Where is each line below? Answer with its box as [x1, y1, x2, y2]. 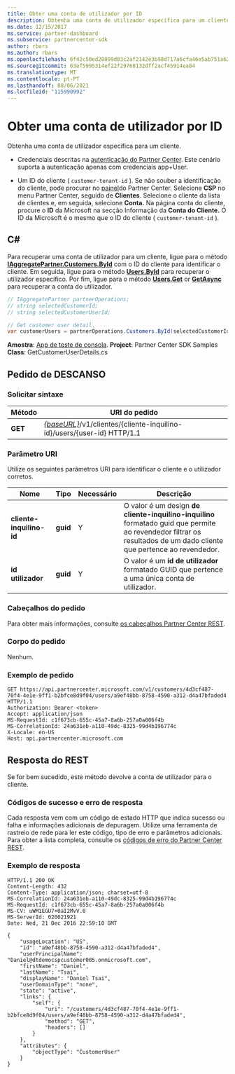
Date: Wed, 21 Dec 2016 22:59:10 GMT [7, 919, 117, 927]
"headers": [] [44, 1024, 86, 1031]
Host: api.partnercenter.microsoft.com [7, 735, 124, 743]
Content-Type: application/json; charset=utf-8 [7, 889, 149, 896]
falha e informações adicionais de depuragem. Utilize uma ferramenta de [7, 821, 218, 829]
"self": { [32, 999, 61, 1006]
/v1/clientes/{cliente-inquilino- [79, 419, 183, 429]
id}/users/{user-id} [43, 428, 107, 438]
